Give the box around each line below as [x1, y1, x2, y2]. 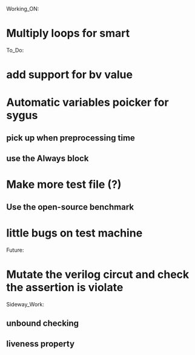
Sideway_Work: [6, 300, 44, 308]
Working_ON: [6, 5, 39, 12]
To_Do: [6, 46, 24, 53]
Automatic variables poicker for [6, 95, 169, 109]
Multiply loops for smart [6, 27, 130, 40]
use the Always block [6, 153, 89, 164]
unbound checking [6, 318, 79, 328]
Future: [6, 246, 24, 253]
